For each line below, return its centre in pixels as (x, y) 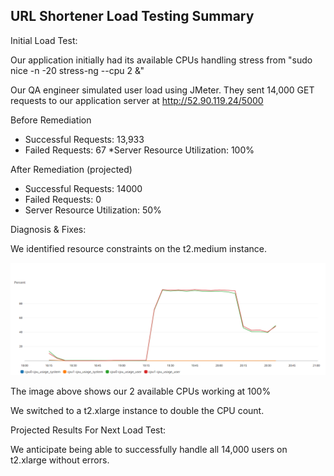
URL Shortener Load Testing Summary (132, 16)
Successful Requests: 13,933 (84, 139)
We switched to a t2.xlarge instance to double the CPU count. (137, 410)
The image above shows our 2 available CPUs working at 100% (141, 391)
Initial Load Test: (44, 40)
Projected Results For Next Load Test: (88, 430)
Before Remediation (51, 120)
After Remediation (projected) (71, 169)
